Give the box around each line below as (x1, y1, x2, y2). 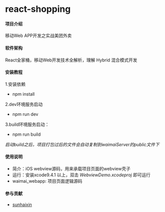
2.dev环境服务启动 (5, 101, 43, 107)
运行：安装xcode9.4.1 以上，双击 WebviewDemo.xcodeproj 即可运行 (12, 172, 151, 178)
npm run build (12, 131, 41, 137)
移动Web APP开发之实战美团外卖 (5, 33, 72, 39)
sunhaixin (12, 202, 32, 208)
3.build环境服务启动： (5, 121, 49, 127)
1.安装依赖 (5, 81, 26, 87)
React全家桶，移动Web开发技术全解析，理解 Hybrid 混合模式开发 (5, 57, 137, 63)
